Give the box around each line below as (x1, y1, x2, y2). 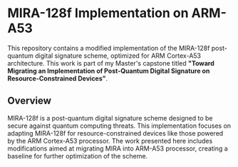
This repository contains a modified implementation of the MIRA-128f (7, 44, 210, 52)
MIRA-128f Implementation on (7, 5, 189, 21)
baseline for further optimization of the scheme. (7, 151, 148, 160)
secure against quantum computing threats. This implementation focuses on (7, 121, 232, 130)
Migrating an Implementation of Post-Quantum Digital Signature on (7, 66, 210, 75)
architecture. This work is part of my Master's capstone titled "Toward (7, 59, 215, 67)
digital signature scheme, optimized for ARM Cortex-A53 (35, 51, 202, 60)
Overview (7, 95, 52, 107)
